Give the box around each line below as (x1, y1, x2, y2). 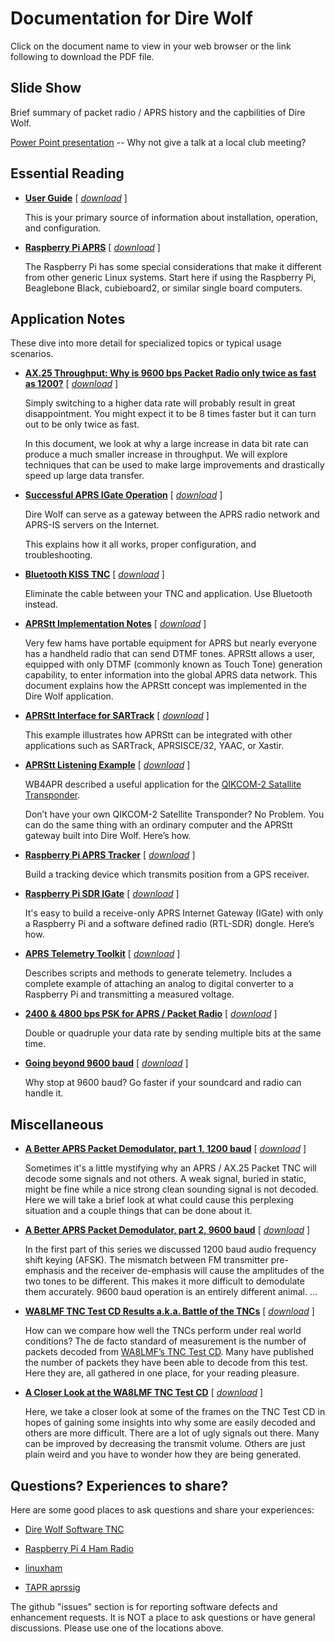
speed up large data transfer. (24, 470, 145, 482)
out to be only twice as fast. (24, 418, 140, 431)
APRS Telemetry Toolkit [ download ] (24, 948, 181, 960)
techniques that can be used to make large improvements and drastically (24, 459, 325, 471)
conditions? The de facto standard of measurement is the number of (24, 1335, 307, 1347)
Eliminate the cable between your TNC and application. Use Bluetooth (24, 588, 313, 600)
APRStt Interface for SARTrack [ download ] (24, 710, 210, 722)
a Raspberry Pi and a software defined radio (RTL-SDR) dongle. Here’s (24, 918, 315, 930)
